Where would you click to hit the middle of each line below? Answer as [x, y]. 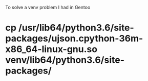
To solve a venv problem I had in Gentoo [48, 7]
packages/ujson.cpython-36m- [74, 39]
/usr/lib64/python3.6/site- [76, 28]
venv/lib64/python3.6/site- [65, 60]
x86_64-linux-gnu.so [51, 49]
